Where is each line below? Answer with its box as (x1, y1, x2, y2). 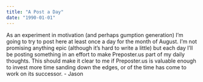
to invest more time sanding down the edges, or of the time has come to (6, 63, 187, 70)
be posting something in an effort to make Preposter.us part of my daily (6, 50, 185, 58)
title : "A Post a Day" (6, 9, 64, 15)
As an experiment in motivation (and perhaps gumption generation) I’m (6, 31, 184, 38)
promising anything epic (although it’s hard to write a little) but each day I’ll (6, 44, 193, 52)
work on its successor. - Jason (6, 70, 84, 77)
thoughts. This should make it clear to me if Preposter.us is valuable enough (6, 57, 196, 64)
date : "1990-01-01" (6, 15, 56, 21)
